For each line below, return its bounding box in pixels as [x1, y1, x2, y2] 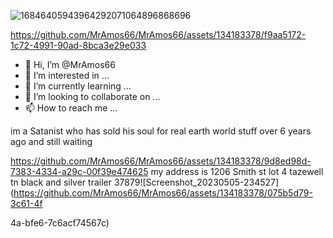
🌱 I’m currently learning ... [24, 80, 132, 92]
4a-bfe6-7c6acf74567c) [10, 217, 110, 229]
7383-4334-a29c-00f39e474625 [10, 166, 149, 177]
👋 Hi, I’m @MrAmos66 [24, 59, 116, 70]
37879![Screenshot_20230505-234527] [113, 176, 280, 188]
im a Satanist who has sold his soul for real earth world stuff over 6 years [10, 125, 312, 137]
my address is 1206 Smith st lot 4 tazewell [150, 166, 324, 177]
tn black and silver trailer [10, 176, 113, 188]
